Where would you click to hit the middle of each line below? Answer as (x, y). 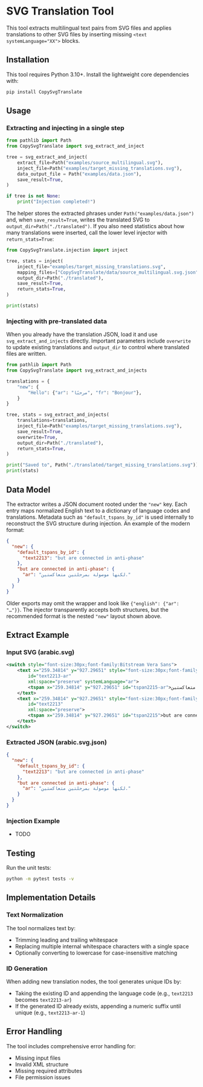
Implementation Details (51, 898)
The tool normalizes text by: (41, 928)
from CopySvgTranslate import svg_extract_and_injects (77, 370)
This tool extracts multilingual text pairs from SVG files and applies (89, 28)
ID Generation (27, 968)
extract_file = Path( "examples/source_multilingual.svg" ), (90, 163)
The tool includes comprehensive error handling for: (71, 1046)
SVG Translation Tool (60, 11)
